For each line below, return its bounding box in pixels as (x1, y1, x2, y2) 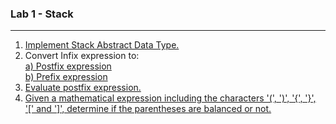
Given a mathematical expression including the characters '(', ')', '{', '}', (24, 92, 317, 104)
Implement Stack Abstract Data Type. (24, 39, 180, 51)
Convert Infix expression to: (24, 50, 140, 62)
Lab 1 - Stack (10, 7, 74, 21)
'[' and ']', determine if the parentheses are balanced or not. (24, 103, 272, 115)
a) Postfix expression (24, 60, 112, 72)
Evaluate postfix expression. (24, 82, 142, 94)
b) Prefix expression (24, 71, 108, 83)
